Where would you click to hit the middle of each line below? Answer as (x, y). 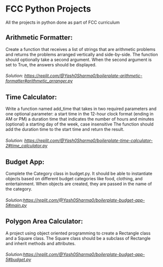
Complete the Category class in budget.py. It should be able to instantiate (79, 173)
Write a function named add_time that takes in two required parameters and (81, 109)
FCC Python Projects (48, 9)
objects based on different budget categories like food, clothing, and (74, 179)
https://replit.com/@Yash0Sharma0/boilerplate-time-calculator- (89, 140)
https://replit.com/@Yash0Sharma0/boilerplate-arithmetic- (83, 76)
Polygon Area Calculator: (44, 221)
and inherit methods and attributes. (41, 243)
